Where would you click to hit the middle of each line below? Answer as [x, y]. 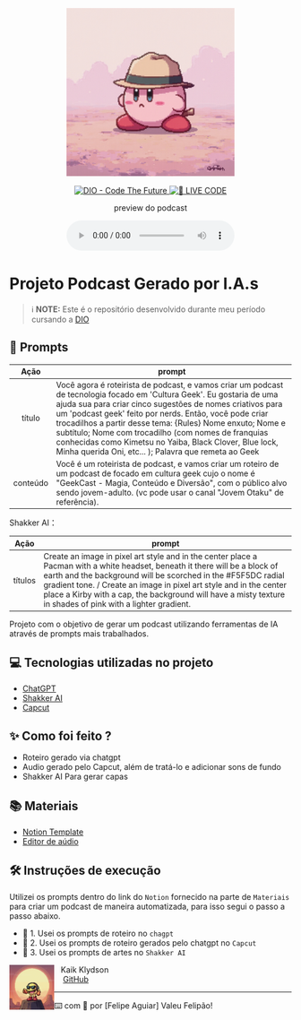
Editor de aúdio [50, 841]
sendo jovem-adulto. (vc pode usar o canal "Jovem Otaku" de [170, 492]
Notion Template [53, 832]
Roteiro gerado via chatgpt [71, 757]
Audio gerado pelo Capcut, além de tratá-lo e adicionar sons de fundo [152, 767]
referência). [77, 502]
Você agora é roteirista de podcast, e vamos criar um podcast [170, 385]
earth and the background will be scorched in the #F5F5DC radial [164, 575]
